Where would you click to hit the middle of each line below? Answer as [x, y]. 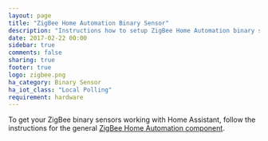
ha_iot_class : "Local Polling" [60, 90]
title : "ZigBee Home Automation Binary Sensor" [89, 23]
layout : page [30, 16]
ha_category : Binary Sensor [55, 82]
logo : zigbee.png [37, 75]
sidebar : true [32, 45]
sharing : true [32, 61]
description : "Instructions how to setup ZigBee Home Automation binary [132, 30]
